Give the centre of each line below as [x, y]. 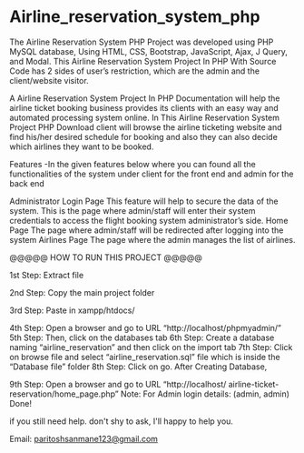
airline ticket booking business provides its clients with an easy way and [144, 107]
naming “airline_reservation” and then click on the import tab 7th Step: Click [151, 347]
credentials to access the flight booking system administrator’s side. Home [149, 220]
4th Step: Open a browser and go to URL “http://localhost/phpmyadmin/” [146, 327]
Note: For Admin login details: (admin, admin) [206, 394]
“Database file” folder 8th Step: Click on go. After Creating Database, [138, 367]
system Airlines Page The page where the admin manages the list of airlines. [152, 239]
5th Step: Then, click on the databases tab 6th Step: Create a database [142, 337]
